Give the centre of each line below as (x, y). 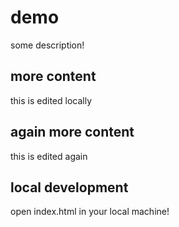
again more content (72, 132)
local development (69, 187)
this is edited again (49, 156)
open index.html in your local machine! (90, 212)
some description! (47, 45)
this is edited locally (51, 100)
